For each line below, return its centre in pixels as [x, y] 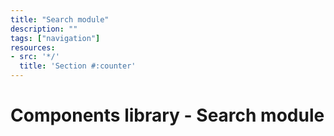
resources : [33, 47]
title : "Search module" [60, 19]
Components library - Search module [167, 115]
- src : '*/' [35, 57]
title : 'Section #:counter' [78, 66]
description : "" [44, 29]
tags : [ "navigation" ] [55, 38]
